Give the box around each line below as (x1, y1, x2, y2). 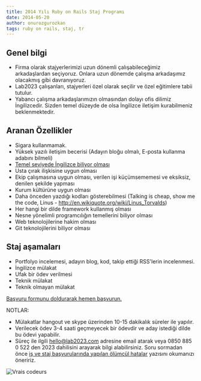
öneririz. (14, 356, 36, 364)
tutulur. (14, 89, 33, 97)
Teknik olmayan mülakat (14, 283, 75, 290)
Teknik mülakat (14, 277, 53, 284)
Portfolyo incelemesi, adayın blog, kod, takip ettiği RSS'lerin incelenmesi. (14, 257, 195, 265)
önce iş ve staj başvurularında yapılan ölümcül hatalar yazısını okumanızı (14, 350, 195, 357)
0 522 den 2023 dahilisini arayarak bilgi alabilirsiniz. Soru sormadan (14, 343, 183, 351)
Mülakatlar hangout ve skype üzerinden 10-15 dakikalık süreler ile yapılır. (14, 318, 194, 325)
